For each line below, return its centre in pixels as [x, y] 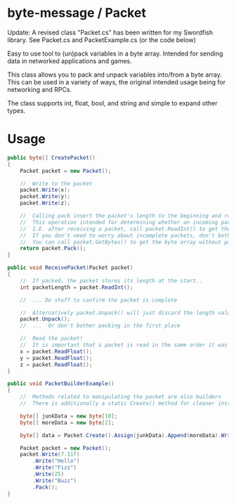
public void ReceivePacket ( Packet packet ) [70, 268]
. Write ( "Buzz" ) [55, 480]
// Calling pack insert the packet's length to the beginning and [120, 216]
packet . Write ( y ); [45, 197]
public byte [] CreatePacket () [52, 157]
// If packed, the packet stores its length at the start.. [111, 280]
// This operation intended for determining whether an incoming [119, 222]
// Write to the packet [56, 183]
